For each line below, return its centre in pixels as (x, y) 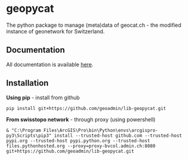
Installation (27, 83)
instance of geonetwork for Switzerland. (56, 31)
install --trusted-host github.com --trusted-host (118, 136)
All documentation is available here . (50, 64)
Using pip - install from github (43, 98)
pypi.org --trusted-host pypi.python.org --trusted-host (78, 141)
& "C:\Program (24, 130)
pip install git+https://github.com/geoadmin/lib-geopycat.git (86, 108)
